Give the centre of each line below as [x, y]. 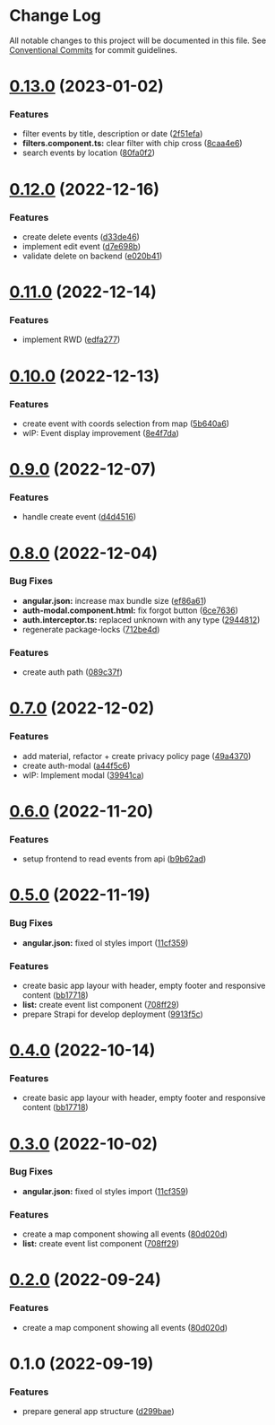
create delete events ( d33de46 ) [81, 236]
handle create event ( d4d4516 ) [79, 517]
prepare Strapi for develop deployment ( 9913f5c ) [112, 1014]
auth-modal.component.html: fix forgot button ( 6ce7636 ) [130, 610]
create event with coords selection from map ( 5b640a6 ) [126, 424]
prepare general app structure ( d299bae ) [98, 1412]
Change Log [55, 16]
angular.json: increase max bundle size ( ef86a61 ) [114, 600]
